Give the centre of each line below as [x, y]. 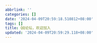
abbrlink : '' [18, 10]
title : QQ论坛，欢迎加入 [28, 28]
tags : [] [14, 23]
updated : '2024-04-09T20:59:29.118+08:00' [49, 33]
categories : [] [21, 14]
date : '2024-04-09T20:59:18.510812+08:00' [49, 19]
